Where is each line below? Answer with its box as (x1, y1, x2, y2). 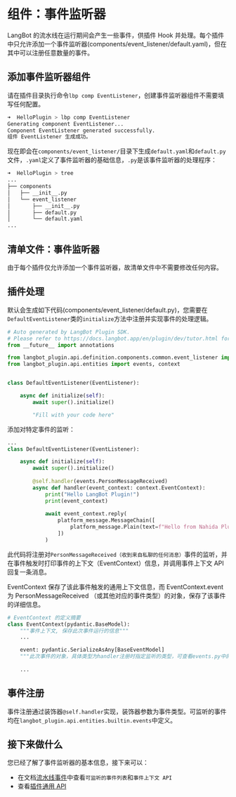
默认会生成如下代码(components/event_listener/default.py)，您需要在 (7, 305, 209, 314)
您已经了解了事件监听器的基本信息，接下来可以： (7, 758, 149, 767)
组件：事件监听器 (7, 6, 107, 22)
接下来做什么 (7, 738, 63, 750)
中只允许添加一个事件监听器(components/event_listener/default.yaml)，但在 (7, 39, 227, 48)
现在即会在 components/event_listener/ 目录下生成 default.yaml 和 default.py (7, 147, 226, 155)
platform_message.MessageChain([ (57, 517, 156, 524)
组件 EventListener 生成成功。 (7, 133, 91, 140)
